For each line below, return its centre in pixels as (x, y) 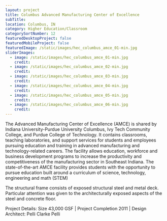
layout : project (22, 10)
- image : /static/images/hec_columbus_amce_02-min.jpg (69, 67)
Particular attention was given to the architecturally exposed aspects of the (84, 193)
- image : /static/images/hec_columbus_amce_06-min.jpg (69, 105)
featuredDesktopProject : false (38, 39)
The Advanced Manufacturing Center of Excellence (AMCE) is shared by (81, 124)
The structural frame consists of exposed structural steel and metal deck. (82, 188)
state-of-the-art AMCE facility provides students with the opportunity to (80, 167)
